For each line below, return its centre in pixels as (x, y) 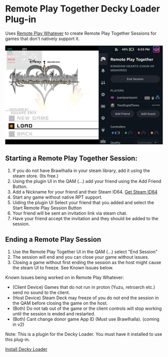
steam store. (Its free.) (35, 175)
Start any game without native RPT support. (57, 197)
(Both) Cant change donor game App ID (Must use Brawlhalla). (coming (86, 319)
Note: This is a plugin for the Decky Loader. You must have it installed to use (84, 334)
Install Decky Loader (26, 349)
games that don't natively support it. (42, 39)
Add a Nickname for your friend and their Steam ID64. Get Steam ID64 (85, 192)
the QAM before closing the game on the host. (60, 303)
